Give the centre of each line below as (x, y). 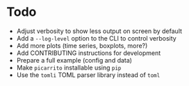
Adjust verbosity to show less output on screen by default (99, 31)
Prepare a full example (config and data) (74, 60)
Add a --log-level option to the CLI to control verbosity (96, 38)
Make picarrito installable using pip (69, 67)
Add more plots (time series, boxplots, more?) (82, 45)
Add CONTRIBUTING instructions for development (89, 53)
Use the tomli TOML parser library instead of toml (88, 75)
